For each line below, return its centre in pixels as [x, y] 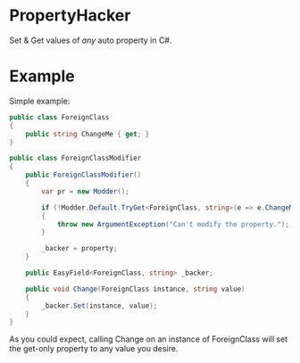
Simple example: [40, 101]
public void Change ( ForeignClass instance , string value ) [135, 289]
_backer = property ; [79, 249]
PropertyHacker [70, 16]
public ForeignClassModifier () [83, 175]
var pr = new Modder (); [85, 191]
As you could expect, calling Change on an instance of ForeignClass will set [149, 339]
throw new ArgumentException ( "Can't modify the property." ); [173, 224]
